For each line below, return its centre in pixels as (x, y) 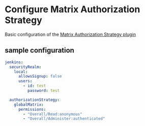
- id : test (35, 86)
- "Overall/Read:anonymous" (53, 114)
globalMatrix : (29, 105)
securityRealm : (25, 67)
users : (25, 81)
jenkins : (14, 62)
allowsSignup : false (40, 77)
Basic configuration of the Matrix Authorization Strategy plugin (70, 34)
